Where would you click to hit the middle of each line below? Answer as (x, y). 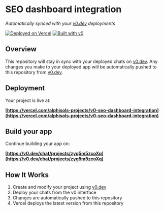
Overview (21, 49)
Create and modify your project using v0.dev (59, 187)
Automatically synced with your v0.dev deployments (60, 23)
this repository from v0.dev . (34, 72)
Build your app (29, 131)
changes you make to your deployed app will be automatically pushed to (81, 66)
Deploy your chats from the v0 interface (54, 192)
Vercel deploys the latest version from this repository (68, 203)
